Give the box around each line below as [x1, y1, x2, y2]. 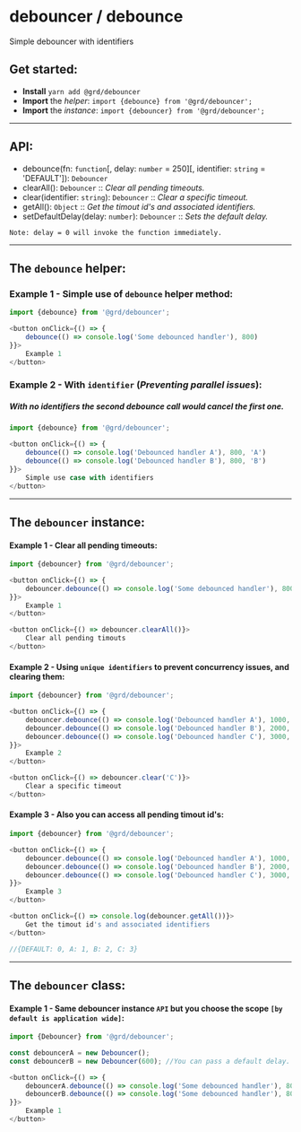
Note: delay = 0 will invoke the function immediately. [9, 228, 222, 237]
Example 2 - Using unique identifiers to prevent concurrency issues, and [9, 661, 289, 672]
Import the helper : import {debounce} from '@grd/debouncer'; [21, 95, 253, 106]
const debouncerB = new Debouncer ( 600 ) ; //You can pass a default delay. [9, 1057, 291, 1066]
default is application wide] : [9, 1012, 125, 1023]
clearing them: [9, 671, 65, 682]
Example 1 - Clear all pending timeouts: [9, 540, 159, 551]
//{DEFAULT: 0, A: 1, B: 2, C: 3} [9, 945, 139, 953]
